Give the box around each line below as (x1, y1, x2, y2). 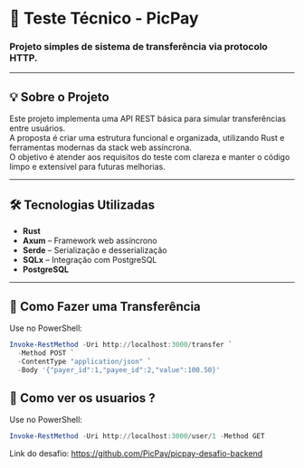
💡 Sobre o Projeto (9, 89, 110, 105)
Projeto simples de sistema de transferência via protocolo (9, 41, 269, 53)
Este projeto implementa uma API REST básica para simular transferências (9, 113, 287, 125)
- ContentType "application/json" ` (17, 357, 152, 366)
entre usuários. (9, 123, 66, 134)
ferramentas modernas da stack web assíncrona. (9, 142, 193, 153)
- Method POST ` (17, 348, 75, 358)
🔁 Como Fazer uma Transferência (9, 298, 201, 314)
